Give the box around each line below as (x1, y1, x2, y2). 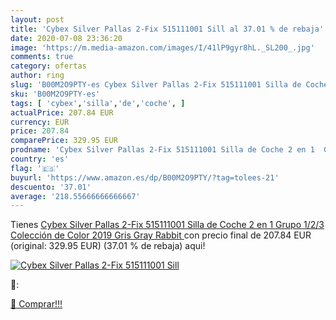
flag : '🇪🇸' (10, 163, 60, 173)
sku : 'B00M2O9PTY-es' (10, 89, 101, 99)
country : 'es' (10, 154, 70, 164)
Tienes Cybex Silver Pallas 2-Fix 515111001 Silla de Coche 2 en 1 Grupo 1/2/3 (10, 219, 325, 231)
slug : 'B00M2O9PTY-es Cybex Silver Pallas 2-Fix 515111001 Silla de (10, 80, 302, 90)
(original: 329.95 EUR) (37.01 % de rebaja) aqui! (10, 240, 206, 252)
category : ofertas (10, 61, 87, 71)
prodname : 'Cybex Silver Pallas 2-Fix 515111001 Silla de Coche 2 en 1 (10, 145, 315, 155)
